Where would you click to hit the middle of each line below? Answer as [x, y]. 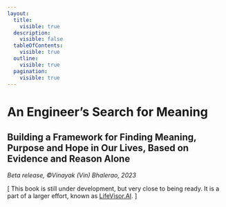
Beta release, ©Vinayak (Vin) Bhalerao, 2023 [72, 175]
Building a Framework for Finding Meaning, [102, 137]
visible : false [41, 39]
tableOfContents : [38, 46]
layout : [18, 13]
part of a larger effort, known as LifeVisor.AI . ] [72, 196]
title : [23, 20]
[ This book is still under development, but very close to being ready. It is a [113, 189]
